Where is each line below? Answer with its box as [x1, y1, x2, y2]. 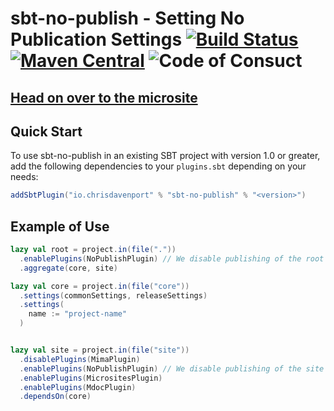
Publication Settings [10, 28, 183, 51]
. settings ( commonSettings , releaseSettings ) [19, 290, 208, 301]
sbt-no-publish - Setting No [10, 7, 245, 30]
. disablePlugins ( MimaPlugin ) [19, 354, 141, 364]
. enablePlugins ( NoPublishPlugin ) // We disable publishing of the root [19, 253, 325, 264]
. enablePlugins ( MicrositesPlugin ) [19, 373, 163, 383]
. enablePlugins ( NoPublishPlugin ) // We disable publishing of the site [19, 363, 325, 374]
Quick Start [10, 123, 83, 140]
